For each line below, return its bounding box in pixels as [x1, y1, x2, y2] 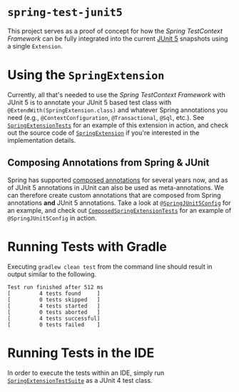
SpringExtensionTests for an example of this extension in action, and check [7, 121, 229, 129]
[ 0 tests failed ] [7, 321, 101, 328]
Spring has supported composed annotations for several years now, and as [7, 176, 228, 184]
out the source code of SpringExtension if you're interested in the [7, 128, 200, 137]
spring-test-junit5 [7, 6, 123, 19]
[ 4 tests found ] [7, 290, 101, 297]
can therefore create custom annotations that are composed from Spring [7, 191, 221, 199]
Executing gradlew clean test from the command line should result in [7, 262, 213, 271]
